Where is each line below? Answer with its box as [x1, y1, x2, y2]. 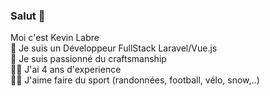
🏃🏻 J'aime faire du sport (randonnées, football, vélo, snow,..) [10, 74, 260, 86]
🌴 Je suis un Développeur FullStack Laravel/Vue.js [10, 42, 218, 54]
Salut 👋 [10, 9, 46, 23]
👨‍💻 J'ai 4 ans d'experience [10, 64, 122, 76]
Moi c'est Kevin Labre [10, 32, 100, 44]
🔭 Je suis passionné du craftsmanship [10, 53, 167, 65]
